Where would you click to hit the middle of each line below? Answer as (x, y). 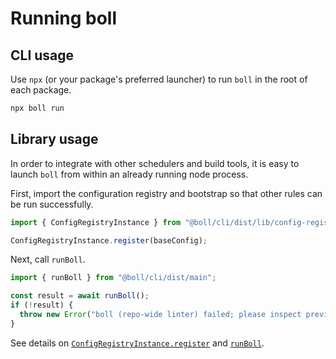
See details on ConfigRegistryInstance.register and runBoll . (137, 343)
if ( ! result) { (42, 305)
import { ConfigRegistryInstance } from (96, 222)
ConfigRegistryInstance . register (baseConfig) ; (109, 240)
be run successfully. (52, 204)
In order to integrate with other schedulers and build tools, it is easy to (155, 163)
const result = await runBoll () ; (80, 296)
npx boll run (37, 108)
